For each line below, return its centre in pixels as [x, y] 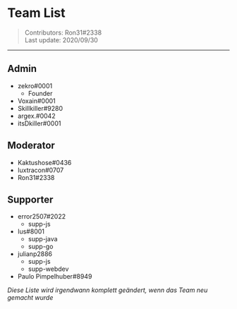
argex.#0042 [36, 116]
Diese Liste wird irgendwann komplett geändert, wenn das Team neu [108, 290]
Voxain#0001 [37, 101]
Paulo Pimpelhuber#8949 [55, 277]
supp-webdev [48, 269]
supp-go [41, 247]
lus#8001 [31, 231]
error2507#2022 [41, 217]
